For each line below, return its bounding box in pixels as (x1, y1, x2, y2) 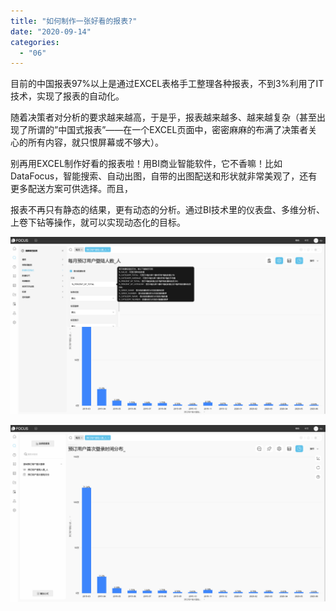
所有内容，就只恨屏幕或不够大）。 (27, 136, 164, 149)
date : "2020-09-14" (10, 26, 92, 37)
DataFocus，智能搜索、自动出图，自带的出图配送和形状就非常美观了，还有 (10, 170, 318, 182)
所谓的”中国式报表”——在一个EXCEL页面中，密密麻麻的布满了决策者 (27, 124, 309, 136)
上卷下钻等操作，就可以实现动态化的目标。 (10, 216, 186, 229)
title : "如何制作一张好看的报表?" (10, 16, 138, 26)
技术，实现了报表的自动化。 (10, 90, 125, 102)
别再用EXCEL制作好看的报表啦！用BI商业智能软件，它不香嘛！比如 (10, 158, 283, 170)
